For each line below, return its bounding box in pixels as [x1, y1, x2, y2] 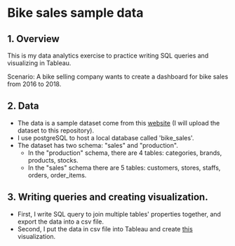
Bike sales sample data [7, 5, 144, 21]
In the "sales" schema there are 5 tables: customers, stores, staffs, [27, 163, 221, 172]
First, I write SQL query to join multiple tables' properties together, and [17, 210, 221, 218]
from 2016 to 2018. [7, 80, 62, 88]
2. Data [7, 100, 39, 112]
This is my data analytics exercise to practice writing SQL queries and [7, 51, 209, 60]
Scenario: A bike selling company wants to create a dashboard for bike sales [7, 72, 229, 81]
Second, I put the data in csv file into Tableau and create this [17, 224, 193, 233]
